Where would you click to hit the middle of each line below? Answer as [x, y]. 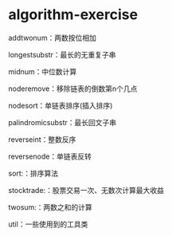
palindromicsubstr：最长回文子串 [63, 122]
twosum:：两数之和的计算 [51, 207]
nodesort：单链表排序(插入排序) [61, 105]
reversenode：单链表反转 [50, 156]
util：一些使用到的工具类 [48, 224]
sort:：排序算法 [33, 173]
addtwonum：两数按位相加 [53, 37]
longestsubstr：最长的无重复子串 [63, 54]
